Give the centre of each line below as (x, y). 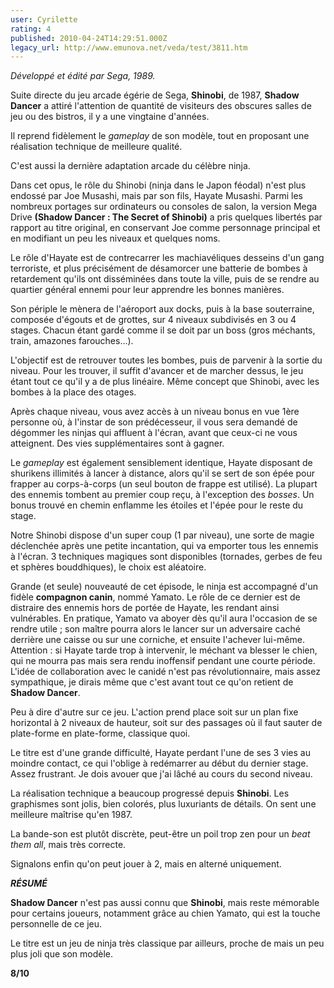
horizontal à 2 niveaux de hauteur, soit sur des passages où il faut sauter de (166, 723)
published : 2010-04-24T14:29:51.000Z (89, 38)
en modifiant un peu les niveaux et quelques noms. (115, 238)
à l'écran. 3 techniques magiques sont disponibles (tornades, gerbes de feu (166, 557)
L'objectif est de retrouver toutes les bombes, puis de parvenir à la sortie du (166, 360)
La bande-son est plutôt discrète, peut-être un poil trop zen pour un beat (160, 834)
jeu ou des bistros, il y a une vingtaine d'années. (110, 117)
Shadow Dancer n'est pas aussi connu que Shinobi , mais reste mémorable (165, 903)
